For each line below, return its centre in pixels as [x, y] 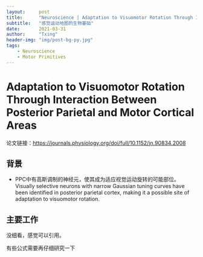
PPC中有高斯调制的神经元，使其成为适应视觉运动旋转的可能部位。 [97, 180]
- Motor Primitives [42, 57]
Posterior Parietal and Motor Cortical [100, 112]
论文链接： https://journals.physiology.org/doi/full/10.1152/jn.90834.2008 [96, 143]
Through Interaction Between [82, 99]
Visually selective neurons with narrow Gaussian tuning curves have [100, 186]
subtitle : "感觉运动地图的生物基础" [50, 23]
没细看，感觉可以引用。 [35, 235]
